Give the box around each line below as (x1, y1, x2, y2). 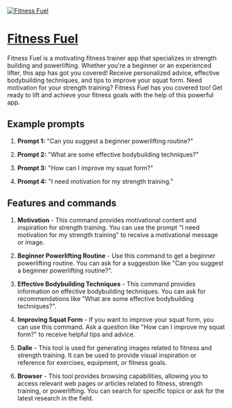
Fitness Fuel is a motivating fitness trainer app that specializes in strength (7, 54, 217, 62)
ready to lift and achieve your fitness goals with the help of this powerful (7, 90, 214, 99)
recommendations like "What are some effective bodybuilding (17, 294, 194, 302)
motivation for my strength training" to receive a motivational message (17, 230, 218, 239)
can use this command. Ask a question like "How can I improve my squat (17, 323, 225, 331)
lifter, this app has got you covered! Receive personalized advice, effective (7, 68, 220, 76)
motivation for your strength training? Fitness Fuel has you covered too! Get (7, 83, 223, 92)
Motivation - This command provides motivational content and (17, 215, 197, 224)
